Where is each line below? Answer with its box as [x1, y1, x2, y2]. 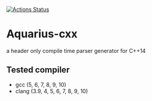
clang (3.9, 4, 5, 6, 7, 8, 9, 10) [15, 87, 88, 94]
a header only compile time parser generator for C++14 [6, 47, 146, 54]
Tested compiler [6, 64, 70, 75]
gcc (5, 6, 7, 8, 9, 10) [15, 81, 66, 88]
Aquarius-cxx [6, 27, 78, 41]
